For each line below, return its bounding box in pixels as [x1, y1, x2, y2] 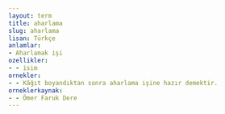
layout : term [8, 11, 52, 20]
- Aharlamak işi [8, 49, 63, 57]
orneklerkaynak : [8, 86, 63, 95]
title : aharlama [8, 19, 63, 27]
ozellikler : [8, 57, 48, 65]
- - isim [8, 64, 38, 72]
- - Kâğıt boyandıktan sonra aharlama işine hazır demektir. [8, 79, 219, 87]
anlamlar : [8, 42, 42, 50]
